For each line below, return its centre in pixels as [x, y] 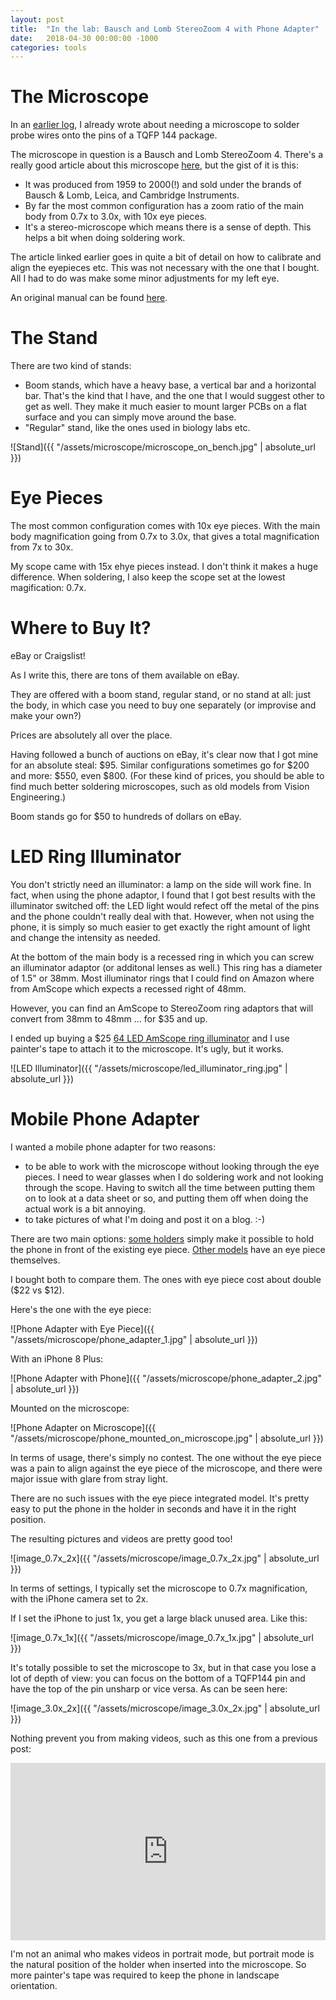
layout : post [37, 19]
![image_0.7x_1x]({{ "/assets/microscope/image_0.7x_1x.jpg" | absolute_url [162, 1637]
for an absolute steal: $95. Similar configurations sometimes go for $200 [160, 765]
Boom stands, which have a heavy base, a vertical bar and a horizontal [170, 385]
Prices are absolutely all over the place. [91, 735]
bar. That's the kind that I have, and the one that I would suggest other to [174, 396]
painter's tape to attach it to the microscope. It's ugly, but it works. [147, 1048]
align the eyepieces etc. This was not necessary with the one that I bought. [165, 268]
